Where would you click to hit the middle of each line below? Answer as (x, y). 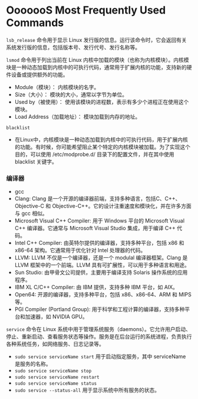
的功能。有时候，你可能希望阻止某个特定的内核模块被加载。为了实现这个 (102, 147)
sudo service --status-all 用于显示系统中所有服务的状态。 (87, 390)
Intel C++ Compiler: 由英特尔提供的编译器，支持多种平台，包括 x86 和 (99, 243)
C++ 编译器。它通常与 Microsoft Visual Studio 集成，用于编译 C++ (95, 228)
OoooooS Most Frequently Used (86, 10)
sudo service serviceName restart (57, 377)
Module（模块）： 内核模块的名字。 (57, 87)
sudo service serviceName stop (53, 371)
